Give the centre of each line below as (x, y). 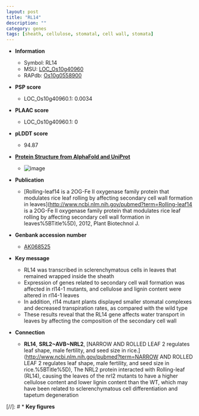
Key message (32, 258)
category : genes (26, 28)
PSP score (28, 87)
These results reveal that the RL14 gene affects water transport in (104, 315)
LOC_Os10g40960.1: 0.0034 (58, 99)
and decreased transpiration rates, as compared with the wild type (106, 308)
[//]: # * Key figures (30, 407)
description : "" (26, 23)
